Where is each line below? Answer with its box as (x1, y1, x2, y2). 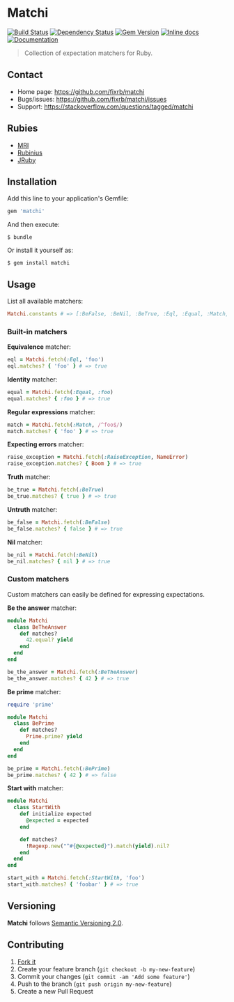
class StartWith (13, 804, 61, 811)
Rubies (7, 123, 38, 134)
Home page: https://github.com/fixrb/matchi (17, 87, 145, 95)
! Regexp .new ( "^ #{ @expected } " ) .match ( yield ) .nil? (25, 843, 170, 850)
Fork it (17, 957, 36, 966)
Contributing (7, 939, 64, 951)
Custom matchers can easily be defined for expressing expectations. (7, 590, 205, 598)
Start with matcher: (7, 784, 64, 792)
